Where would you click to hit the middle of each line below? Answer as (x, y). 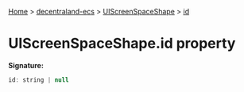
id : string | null (39, 80)
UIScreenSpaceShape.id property (122, 44)
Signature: (26, 65)
